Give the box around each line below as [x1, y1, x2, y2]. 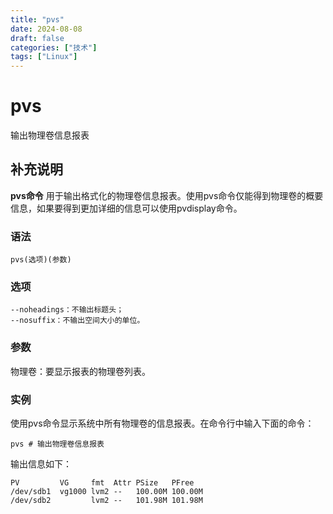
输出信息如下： [10, 458, 72, 470]
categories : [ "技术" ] [10, 42, 98, 53]
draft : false [10, 33, 65, 43]
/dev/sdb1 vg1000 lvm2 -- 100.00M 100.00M [10, 487, 203, 497]
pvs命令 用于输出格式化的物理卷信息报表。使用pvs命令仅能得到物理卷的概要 [10, 189, 324, 201]
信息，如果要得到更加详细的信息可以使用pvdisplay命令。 [10, 202, 243, 214]
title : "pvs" [10, 14, 65, 25]
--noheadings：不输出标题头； [10, 305, 125, 315]
